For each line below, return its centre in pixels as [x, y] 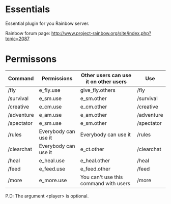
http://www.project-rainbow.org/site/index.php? [101, 33]
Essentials [27, 9]
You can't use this [102, 177]
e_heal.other [95, 160]
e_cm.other [94, 107]
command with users [105, 183]
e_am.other [94, 115]
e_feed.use [52, 168]
